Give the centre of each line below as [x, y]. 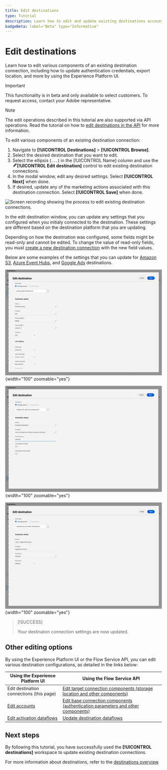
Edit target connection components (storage [108, 688]
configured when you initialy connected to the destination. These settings [81, 222]
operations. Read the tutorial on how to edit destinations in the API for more [82, 125]
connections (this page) [32, 694]
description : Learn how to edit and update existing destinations [75, 21]
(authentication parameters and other [101, 706]
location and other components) [95, 694]
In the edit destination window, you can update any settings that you [75, 217]
